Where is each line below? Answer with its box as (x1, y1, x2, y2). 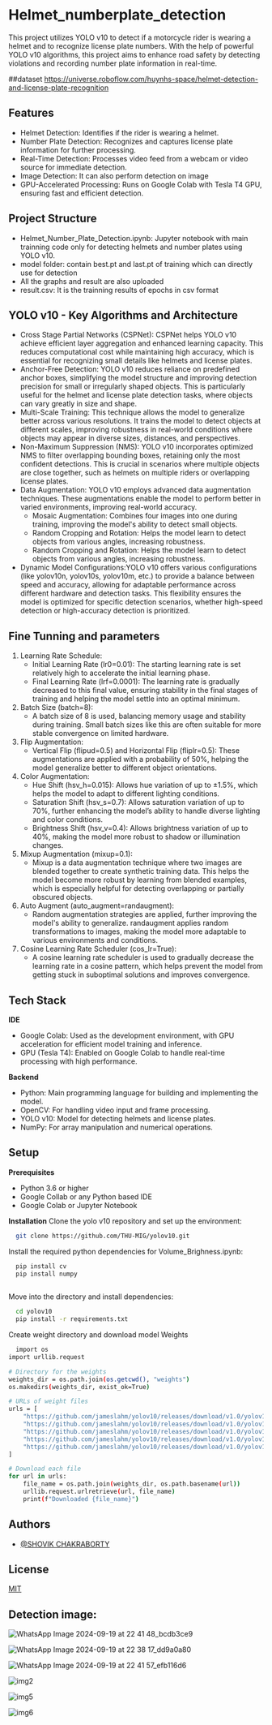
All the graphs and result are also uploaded (19, 276, 164, 286)
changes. (32, 841, 64, 850)
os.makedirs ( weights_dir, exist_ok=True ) (8, 1383, 151, 1391)
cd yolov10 (15, 1308, 53, 1316)
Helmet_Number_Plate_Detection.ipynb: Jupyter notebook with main (19, 233, 249, 243)
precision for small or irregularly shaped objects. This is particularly (19, 381, 245, 391)
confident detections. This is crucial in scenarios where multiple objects (19, 459, 261, 469)
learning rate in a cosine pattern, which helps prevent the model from (32, 961, 263, 971)
